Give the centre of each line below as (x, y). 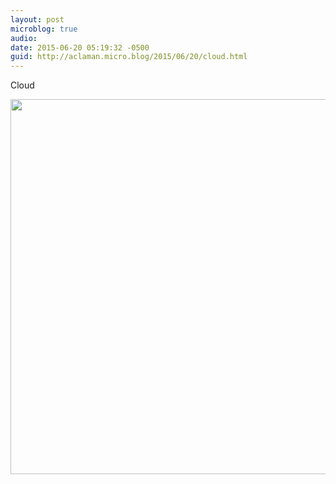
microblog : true (44, 29)
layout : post (37, 19)
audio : (24, 38)
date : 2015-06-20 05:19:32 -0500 (80, 47)
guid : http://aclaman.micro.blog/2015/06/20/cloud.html (129, 57)
